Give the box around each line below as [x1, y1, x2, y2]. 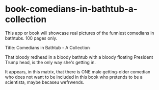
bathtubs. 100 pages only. [5, 35, 57, 41]
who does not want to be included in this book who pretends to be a [5, 74, 143, 80]
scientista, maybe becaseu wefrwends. [5, 79, 84, 85]
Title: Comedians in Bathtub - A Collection [5, 45, 90, 50]
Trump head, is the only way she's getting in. [5, 59, 96, 65]
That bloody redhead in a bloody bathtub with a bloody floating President [5, 54, 153, 60]
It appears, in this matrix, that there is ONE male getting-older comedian [5, 68, 151, 74]
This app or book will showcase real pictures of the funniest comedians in [5, 30, 155, 36]
